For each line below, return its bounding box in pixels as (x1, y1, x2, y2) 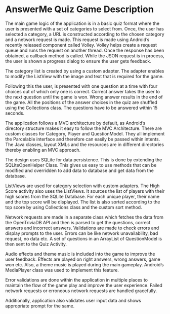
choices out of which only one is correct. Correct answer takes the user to (5, 88, 160, 94)
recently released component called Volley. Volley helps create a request (5, 42, 157, 48)
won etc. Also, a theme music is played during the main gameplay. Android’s (5, 261, 164, 267)
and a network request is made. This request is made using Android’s (5, 37, 150, 43)
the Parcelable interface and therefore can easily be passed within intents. (5, 136, 160, 142)
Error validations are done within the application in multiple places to (5, 276, 148, 283)
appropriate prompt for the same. (5, 303, 75, 309)
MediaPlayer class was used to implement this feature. (5, 267, 119, 273)
